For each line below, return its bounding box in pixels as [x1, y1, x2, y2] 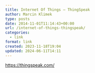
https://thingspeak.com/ [5, 62, 55, 68]
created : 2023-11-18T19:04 [5, 44, 61, 49]
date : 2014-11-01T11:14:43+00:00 [5, 21, 75, 26]
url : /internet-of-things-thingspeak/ [5, 26, 86, 31]
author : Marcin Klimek [5, 12, 52, 17]
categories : [5, 30, 30, 35]
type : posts [5, 16, 30, 21]
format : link [5, 39, 32, 44]
